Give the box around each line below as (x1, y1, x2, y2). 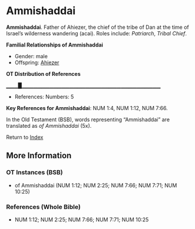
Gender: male (14, 52, 48, 59)
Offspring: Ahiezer (14, 59, 60, 66)
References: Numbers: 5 (14, 93, 74, 100)
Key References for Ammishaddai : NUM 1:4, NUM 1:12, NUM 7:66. (6, 104, 168, 111)
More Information (6, 151, 72, 161)
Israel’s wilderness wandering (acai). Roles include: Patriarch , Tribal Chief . (6, 29, 187, 36)
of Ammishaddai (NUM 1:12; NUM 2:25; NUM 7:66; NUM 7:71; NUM (14, 181, 177, 189)
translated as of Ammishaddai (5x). (6, 122, 92, 129)
